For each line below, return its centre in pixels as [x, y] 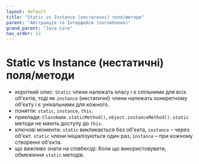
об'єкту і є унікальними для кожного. [62, 105]
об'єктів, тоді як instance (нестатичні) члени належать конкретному [101, 98]
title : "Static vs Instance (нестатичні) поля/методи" [75, 17]
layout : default [26, 12]
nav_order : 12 [24, 34]
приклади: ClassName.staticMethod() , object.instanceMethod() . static [102, 117]
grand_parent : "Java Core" [39, 28]
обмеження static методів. [49, 155]
